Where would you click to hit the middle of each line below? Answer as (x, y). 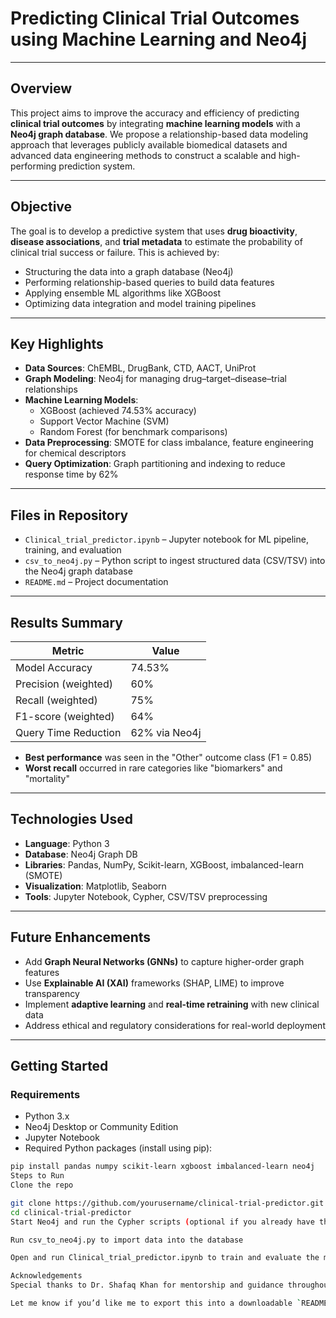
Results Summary (67, 622)
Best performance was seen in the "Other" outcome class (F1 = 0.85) (168, 757)
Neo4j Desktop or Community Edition (101, 1127)
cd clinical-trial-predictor (71, 1212)
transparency (52, 993)
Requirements (45, 1094)
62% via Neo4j (166, 732)
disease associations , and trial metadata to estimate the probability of (156, 241)
